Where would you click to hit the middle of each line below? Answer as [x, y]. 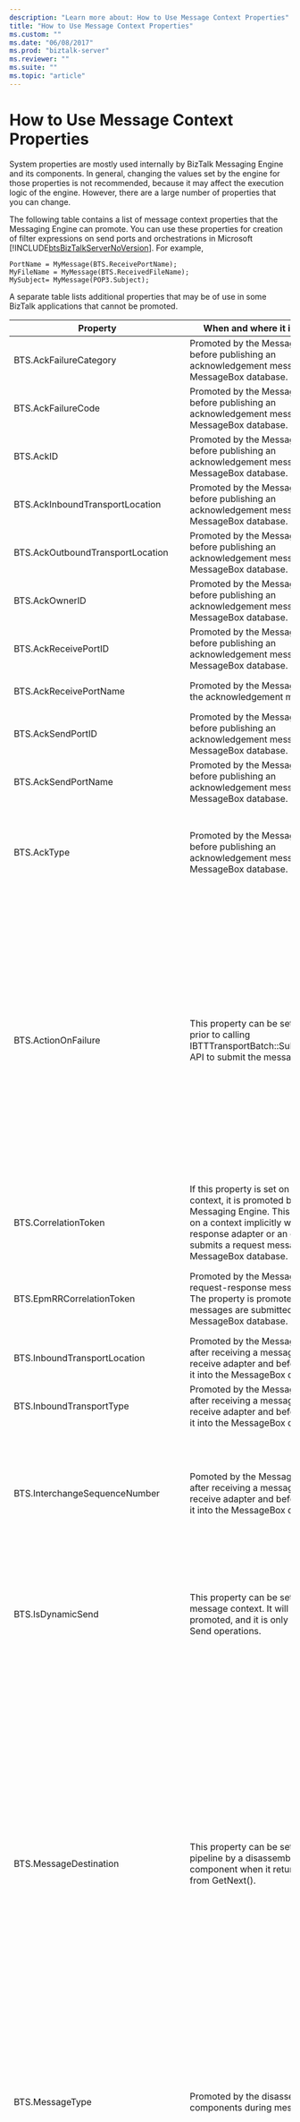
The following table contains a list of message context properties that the [144, 219]
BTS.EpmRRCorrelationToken [75, 1299]
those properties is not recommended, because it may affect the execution [146, 183]
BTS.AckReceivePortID [62, 648]
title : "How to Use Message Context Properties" [101, 26]
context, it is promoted [237, 1200]
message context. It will [239, 1608]
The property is [222, 1299]
